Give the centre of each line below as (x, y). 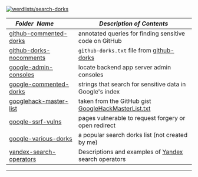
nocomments (27, 58)
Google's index (99, 91)
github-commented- (38, 34)
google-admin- (31, 67)
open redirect (97, 125)
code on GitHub (100, 41)
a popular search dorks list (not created (133, 135)
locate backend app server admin (125, 67)
